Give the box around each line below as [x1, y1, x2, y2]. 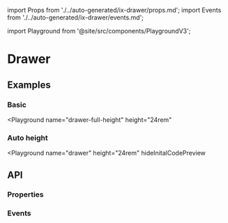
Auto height [7, 132, 49, 142]
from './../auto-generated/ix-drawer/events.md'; [7, 13, 144, 22]
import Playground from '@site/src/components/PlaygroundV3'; [7, 27, 191, 35]
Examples [7, 79, 51, 91]
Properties [7, 190, 44, 199]
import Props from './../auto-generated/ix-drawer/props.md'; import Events [7, 6, 222, 14]
